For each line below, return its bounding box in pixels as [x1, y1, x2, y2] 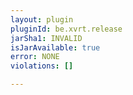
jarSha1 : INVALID [10, 33, 83, 43]
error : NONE [10, 52, 60, 62]
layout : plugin [10, 14, 74, 25]
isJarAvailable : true [10, 42, 101, 53]
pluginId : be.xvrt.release [10, 24, 123, 34]
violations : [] [10, 61, 74, 71]
